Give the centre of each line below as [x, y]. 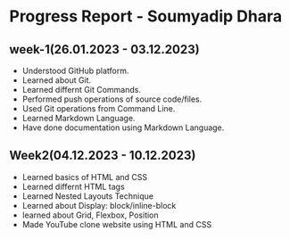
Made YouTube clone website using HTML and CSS [117, 224]
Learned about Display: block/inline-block [99, 205]
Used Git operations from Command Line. [99, 108]
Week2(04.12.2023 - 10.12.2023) [103, 156]
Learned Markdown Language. [79, 118]
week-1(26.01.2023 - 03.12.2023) [104, 49]
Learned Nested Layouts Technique [88, 196]
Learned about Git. [57, 80]
